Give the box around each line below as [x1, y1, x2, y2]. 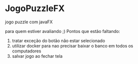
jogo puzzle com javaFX [5, 19, 53, 25]
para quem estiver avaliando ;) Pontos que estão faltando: [5, 28, 120, 34]
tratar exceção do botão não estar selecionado [12, 37, 105, 44]
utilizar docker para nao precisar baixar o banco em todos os [12, 43, 134, 48]
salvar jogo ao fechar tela [12, 53, 63, 59]
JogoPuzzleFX [5, 3, 65, 14]
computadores [12, 48, 41, 54]
